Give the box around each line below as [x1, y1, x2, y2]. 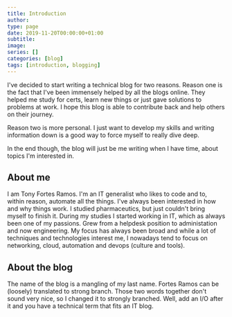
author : [7, 17, 30, 24]
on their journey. [7, 110, 54, 118]
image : [7, 42, 26, 49]
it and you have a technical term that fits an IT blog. [7, 302, 154, 310]
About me [7, 172, 51, 183]
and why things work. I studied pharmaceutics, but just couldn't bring [7, 205, 206, 213]
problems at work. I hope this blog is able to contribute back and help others [7, 102, 225, 111]
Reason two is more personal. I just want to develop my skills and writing [7, 123, 215, 132]
